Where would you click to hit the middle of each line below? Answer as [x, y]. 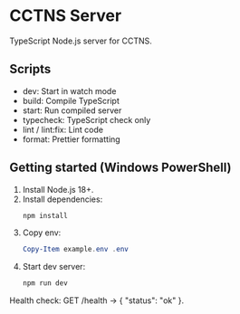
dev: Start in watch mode [69, 90]
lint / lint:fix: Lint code [63, 129]
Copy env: [42, 233]
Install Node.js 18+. [58, 189]
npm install [45, 215]
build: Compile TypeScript [71, 100]
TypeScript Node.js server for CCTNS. [81, 41]
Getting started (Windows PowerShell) [120, 168]
